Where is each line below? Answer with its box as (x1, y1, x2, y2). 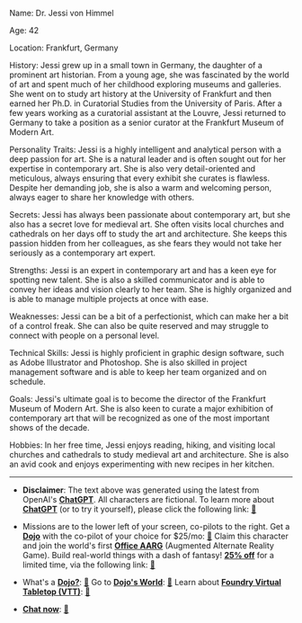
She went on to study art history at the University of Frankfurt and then (9, 89, 272, 99)
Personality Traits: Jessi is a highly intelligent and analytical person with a (9, 144, 281, 155)
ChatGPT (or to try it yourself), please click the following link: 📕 (22, 503, 257, 514)
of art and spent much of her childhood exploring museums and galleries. (9, 79, 281, 89)
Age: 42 (9, 25, 39, 35)
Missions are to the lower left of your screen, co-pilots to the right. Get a (22, 521, 290, 531)
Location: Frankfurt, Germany (9, 42, 119, 53)
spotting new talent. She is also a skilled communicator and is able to (9, 274, 265, 285)
